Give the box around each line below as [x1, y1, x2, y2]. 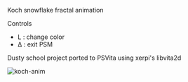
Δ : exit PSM [17, 40, 53, 48]
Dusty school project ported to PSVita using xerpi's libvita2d [7, 54, 182, 62]
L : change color [17, 33, 65, 41]
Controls [7, 19, 32, 27]
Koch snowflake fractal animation [7, 6, 104, 14]
